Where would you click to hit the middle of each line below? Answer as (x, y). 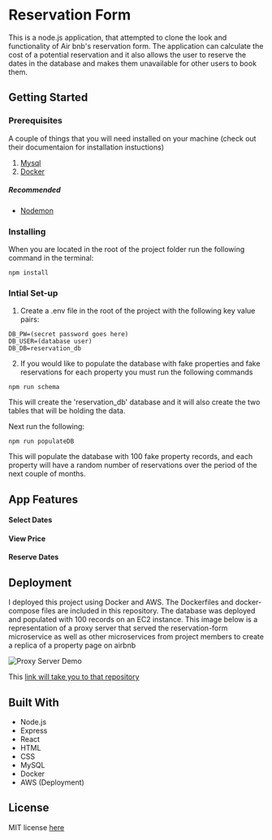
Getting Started (48, 98)
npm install (28, 273)
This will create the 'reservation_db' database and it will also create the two (134, 402)
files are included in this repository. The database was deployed (149, 611)
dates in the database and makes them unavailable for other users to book (133, 63)
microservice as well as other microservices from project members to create (136, 637)
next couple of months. (47, 474)
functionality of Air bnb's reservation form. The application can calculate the (136, 45)
